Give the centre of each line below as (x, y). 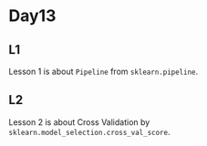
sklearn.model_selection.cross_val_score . (89, 131)
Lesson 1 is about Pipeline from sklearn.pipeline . (103, 71)
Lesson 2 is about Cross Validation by (79, 122)
